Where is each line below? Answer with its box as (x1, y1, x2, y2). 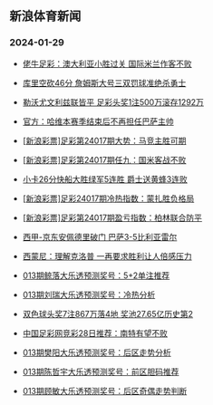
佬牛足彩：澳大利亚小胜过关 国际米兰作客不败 (22, 58, 192, 69)
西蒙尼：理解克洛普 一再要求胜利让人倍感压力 (22, 250, 192, 261)
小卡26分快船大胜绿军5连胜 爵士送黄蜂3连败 (22, 173, 188, 184)
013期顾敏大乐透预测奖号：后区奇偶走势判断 (22, 385, 188, 396)
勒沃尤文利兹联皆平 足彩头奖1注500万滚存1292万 (22, 96, 204, 107)
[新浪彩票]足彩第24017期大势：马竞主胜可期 (22, 135, 187, 146)
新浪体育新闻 (9, 8, 82, 24)
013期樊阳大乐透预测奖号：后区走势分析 (22, 347, 171, 358)
